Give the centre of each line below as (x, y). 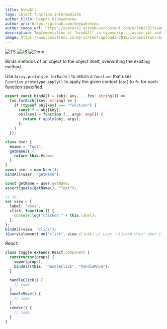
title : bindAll (21, 10)
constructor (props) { (32, 257)
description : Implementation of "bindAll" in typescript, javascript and (83, 33)
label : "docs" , (25, 206)
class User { (19, 142)
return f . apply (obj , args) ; (52, 119)
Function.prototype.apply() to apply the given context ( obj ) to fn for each (82, 81)
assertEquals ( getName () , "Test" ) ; (41, 188)
